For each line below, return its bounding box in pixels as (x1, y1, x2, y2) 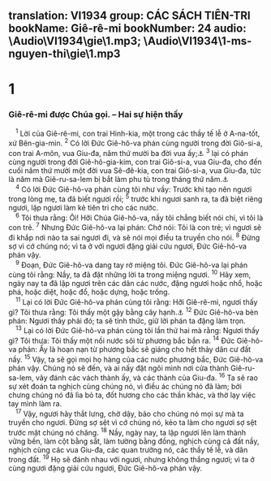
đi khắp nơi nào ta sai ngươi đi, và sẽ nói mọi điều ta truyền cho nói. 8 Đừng (8, 232, 260, 243)
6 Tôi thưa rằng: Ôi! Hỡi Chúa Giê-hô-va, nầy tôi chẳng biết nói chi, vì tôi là (15, 211, 264, 223)
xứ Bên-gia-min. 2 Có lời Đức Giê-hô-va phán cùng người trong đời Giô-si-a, (8, 136, 263, 148)
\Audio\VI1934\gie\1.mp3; (8, 34, 142, 48)
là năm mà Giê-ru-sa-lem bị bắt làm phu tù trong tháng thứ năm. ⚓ (8, 174, 229, 184)
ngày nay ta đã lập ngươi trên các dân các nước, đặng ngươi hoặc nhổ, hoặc (8, 279, 263, 288)
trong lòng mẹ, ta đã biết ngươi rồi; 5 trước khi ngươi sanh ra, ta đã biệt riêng (8, 193, 263, 204)
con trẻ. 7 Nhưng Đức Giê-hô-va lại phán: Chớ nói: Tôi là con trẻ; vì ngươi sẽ (8, 221, 262, 232)
